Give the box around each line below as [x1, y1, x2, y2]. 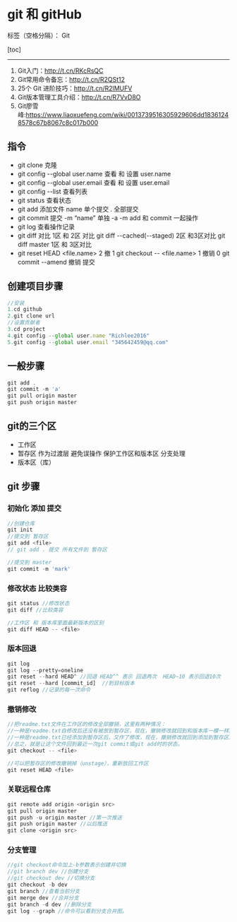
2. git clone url [7, 313, 55, 320]
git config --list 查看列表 [17, 187, 88, 195]
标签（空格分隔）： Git [7, 31, 71, 40]
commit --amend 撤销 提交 [17, 257, 95, 266]
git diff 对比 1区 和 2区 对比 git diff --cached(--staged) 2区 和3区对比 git [17, 231, 226, 240]
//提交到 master [7, 559, 52, 566]
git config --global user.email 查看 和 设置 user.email [17, 178, 170, 187]
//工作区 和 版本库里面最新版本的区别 [7, 619, 104, 626]
